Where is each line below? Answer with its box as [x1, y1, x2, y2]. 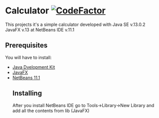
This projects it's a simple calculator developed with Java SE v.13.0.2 [5, 21, 146, 27]
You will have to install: [5, 54, 52, 60]
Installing [12, 89, 42, 98]
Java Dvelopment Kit [12, 64, 56, 70]
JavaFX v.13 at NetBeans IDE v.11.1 [5, 26, 75, 32]
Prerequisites [5, 41, 48, 50]
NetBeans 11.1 [12, 75, 40, 81]
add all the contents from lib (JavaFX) [12, 108, 90, 114]
